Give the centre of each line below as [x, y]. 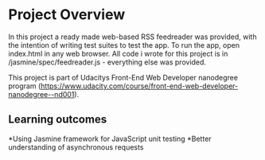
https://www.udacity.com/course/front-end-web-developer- [140, 86]
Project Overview [67, 15]
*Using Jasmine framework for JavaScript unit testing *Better [110, 139]
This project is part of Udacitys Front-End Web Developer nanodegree [123, 77]
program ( [25, 86]
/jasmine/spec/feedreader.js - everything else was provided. [107, 62]
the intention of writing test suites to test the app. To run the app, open [124, 45]
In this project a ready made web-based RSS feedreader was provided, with [132, 37]
